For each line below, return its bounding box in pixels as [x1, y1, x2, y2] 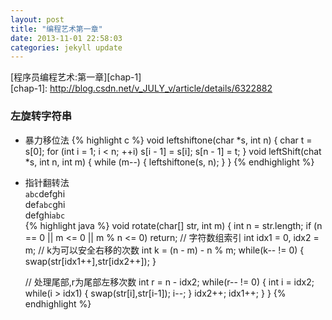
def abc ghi [24, 198, 66, 210]
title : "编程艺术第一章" [10, 24, 103, 34]
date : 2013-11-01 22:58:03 [10, 33, 123, 43]
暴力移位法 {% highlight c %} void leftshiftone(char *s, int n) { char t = [24, 134, 313, 146]
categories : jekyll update [10, 42, 123, 53]
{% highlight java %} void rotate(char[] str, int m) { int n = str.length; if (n [24, 219, 323, 231]
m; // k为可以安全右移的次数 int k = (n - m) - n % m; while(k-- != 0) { [24, 244, 305, 256]
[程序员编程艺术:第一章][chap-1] [10, 71, 142, 83]
